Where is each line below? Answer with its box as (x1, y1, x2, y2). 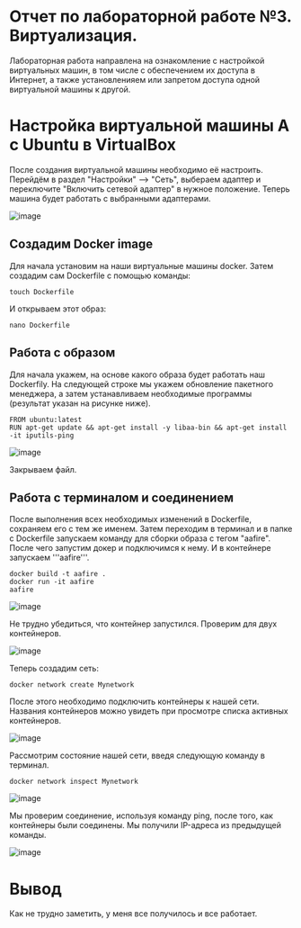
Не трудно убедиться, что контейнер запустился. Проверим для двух (9, 618, 278, 629)
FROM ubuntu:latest (9, 415, 83, 424)
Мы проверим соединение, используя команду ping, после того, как (9, 810, 274, 821)
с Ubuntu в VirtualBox (9, 135, 177, 155)
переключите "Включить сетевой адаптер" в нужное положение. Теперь (9, 183, 290, 194)
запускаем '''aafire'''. (9, 552, 90, 563)
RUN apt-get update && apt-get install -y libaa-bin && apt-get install (9, 423, 288, 432)
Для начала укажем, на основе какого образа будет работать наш (9, 369, 266, 380)
